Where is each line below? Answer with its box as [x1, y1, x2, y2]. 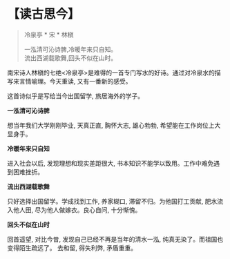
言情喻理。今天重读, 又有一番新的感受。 [19, 77, 132, 85]
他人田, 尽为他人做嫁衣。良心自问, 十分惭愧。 [12, 205, 142, 214]
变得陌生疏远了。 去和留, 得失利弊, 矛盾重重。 [7, 243, 137, 252]
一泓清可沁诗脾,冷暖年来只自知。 [23, 45, 117, 53]
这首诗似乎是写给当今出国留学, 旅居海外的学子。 [7, 91, 144, 100]
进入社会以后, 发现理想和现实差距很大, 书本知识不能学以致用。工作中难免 [7, 159, 214, 167]
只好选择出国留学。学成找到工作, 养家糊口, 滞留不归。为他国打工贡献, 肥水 [7, 197, 218, 205]
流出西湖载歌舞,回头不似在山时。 [23, 53, 117, 62]
